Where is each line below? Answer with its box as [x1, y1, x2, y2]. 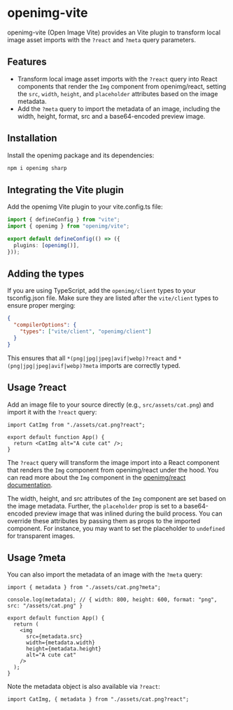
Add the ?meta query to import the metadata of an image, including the [17, 104, 220, 113]
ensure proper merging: [7, 301, 76, 310]
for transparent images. [7, 532, 75, 540]
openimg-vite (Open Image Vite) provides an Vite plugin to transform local [7, 28, 221, 37]
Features [7, 56, 47, 68]
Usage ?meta [7, 552, 66, 564]
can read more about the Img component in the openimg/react [7, 473, 186, 482]
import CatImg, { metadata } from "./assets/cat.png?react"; [7, 696, 190, 703]
